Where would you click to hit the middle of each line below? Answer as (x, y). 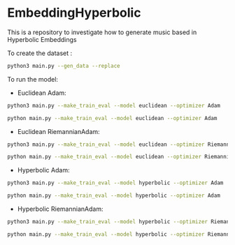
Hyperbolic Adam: (43, 170)
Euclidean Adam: (42, 93)
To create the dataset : (40, 53)
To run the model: (33, 79)
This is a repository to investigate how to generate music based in (102, 32)
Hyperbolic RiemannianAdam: (60, 209)
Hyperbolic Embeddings (42, 39)
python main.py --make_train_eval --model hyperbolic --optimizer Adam (114, 196)
